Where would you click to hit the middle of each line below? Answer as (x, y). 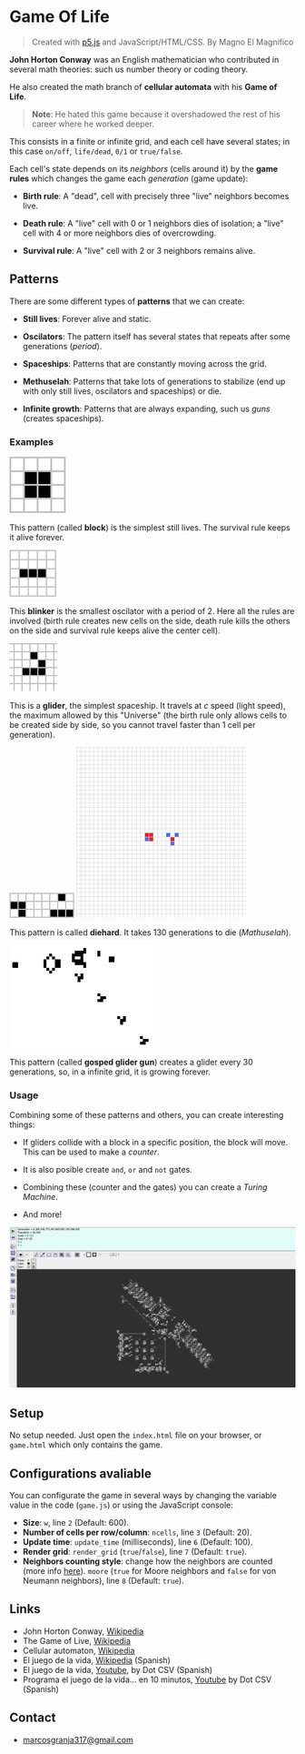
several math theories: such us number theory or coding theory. (129, 69)
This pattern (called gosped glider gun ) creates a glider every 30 (132, 1063)
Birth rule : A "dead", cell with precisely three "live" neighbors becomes (156, 196)
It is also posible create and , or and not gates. (107, 1170)
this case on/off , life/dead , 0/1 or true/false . (96, 151)
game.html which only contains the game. (86, 1445)
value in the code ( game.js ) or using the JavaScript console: (121, 1505)
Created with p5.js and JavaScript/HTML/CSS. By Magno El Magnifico (162, 42)
